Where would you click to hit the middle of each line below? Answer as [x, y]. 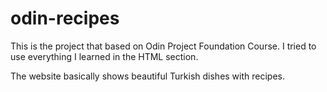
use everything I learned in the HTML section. [104, 56]
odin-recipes [65, 18]
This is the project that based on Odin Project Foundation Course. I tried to [163, 46]
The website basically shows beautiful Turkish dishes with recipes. [148, 76]
